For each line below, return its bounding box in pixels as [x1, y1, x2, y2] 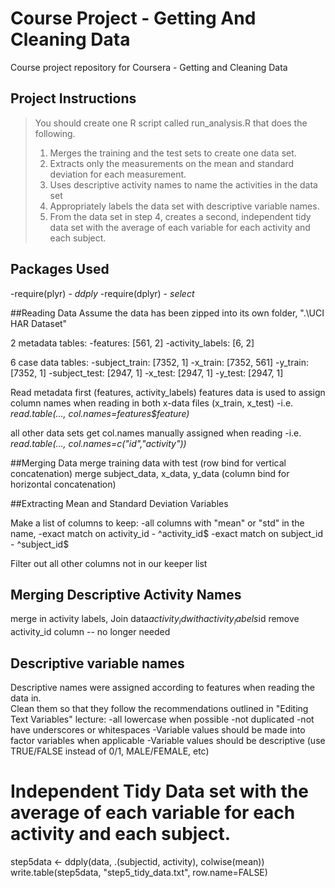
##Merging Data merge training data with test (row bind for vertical [10, 457, 287, 469]
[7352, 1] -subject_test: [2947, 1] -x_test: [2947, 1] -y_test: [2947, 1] [10, 367, 284, 379]
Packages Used [10, 261, 110, 278]
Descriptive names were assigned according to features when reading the [10, 681, 315, 693]
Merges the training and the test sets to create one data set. [49, 147, 297, 159]
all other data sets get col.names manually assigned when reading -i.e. [10, 427, 302, 439]
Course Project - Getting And [10, 7, 257, 30]
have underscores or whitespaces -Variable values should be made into [10, 723, 306, 736]
